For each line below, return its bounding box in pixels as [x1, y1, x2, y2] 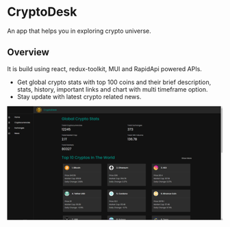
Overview [7, 46, 50, 58]
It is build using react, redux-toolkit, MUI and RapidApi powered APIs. [7, 64, 202, 72]
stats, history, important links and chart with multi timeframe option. [16, 85, 208, 93]
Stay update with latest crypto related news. [16, 92, 142, 101]
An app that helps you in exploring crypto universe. [7, 27, 152, 35]
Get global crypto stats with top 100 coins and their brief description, [16, 78, 212, 86]
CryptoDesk [7, 4, 77, 20]
